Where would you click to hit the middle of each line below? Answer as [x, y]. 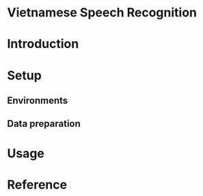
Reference [37, 185]
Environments [38, 100]
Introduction [43, 44]
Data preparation [44, 124]
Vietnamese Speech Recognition [102, 13]
